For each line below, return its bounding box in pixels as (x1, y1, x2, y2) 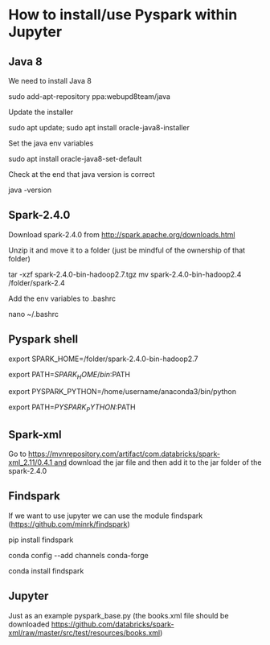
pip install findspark (8, 535, 74, 544)
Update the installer (8, 107, 74, 117)
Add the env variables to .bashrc (8, 294, 117, 303)
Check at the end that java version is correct (8, 170, 155, 179)
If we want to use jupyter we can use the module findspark (8, 511, 203, 520)
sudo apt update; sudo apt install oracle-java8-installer (8, 123, 190, 132)
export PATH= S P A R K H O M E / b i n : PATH (8, 369, 131, 381)
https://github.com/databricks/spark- (51, 619, 174, 629)
